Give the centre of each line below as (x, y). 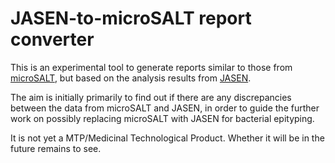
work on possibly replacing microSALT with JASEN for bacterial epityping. (162, 118)
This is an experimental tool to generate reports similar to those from (151, 67)
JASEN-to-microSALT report (131, 18)
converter (52, 39)
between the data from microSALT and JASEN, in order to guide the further (165, 108)
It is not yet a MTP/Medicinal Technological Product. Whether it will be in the (167, 138)
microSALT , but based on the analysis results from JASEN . (131, 78)
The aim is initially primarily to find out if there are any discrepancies (151, 97)
